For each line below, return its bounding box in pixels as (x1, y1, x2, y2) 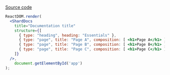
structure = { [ (14, 28, 42, 33)
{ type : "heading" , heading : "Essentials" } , (18, 33, 116, 38)
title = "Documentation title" (14, 23, 76, 28)
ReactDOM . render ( (5, 14, 42, 19)
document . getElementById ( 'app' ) (14, 60, 82, 66)
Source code (5, 5, 32, 10)
